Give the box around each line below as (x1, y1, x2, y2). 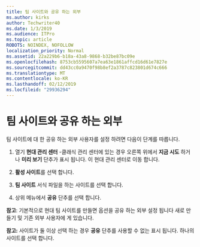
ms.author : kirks (6, 14, 50, 20)
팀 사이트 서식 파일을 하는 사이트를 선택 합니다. (14, 181, 124, 188)
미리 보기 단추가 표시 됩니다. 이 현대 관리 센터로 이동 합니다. (21, 155, 160, 162)
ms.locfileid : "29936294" (6, 87, 71, 93)
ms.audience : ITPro (6, 31, 55, 37)
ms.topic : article (6, 37, 52, 43)
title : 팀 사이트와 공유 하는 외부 (6, 8, 81, 15)
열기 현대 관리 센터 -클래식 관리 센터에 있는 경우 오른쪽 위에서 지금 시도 (14, 148, 180, 155)
